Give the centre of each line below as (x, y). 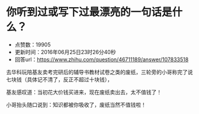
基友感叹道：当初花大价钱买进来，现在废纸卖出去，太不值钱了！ (84, 92)
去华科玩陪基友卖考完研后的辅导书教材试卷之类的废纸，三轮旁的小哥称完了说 (99, 72)
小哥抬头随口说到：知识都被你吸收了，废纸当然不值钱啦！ (76, 104)
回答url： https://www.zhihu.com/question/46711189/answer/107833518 (102, 59)
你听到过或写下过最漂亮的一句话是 (89, 12)
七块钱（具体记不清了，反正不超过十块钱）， (59, 79)
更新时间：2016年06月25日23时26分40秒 (65, 52)
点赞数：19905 (33, 45)
